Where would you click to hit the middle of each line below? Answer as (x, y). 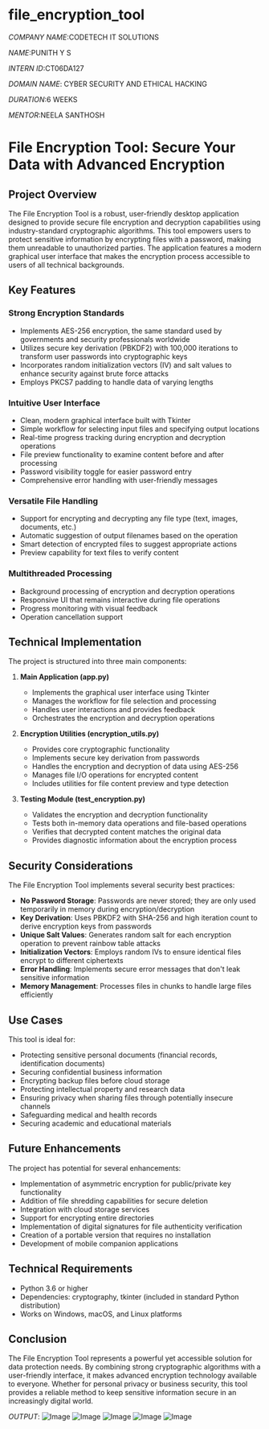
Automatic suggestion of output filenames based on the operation (129, 536)
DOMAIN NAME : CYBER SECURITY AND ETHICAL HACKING (108, 84)
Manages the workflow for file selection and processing (124, 701)
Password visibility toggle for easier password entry (106, 472)
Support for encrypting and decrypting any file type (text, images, (129, 519)
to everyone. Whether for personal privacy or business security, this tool (128, 1384)
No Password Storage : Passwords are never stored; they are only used (138, 901)
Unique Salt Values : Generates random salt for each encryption (125, 935)
